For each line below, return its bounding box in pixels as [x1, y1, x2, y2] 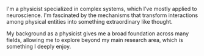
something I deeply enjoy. [6, 43, 71, 50]
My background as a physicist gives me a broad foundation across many [6, 30, 189, 37]
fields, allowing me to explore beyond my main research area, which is [6, 37, 183, 43]
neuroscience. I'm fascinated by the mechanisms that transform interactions [6, 12, 199, 19]
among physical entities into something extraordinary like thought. [6, 18, 173, 25]
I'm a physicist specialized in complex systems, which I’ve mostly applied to [6, 5, 197, 12]
